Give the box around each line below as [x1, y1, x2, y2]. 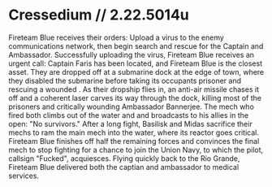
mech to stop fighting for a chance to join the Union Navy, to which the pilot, [8, 145, 264, 154]
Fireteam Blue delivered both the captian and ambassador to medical [8, 162, 240, 172]
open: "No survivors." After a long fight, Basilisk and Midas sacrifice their [8, 119, 253, 128]
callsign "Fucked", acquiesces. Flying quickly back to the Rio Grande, [8, 153, 240, 163]
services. [8, 171, 39, 180]
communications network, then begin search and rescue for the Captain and [8, 41, 264, 50]
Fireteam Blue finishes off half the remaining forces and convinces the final [8, 136, 260, 146]
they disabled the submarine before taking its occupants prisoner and [8, 76, 242, 85]
